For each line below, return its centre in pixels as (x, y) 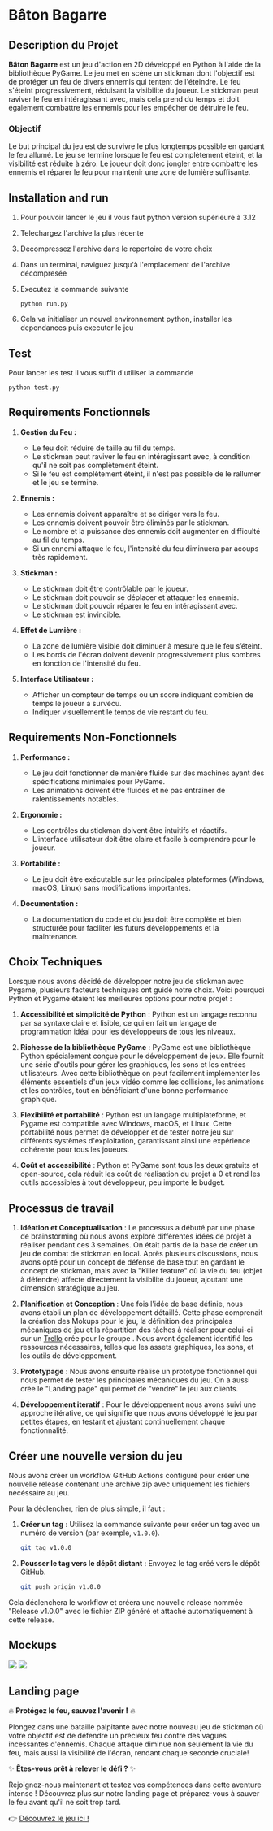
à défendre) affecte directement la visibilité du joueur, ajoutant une (132, 1280)
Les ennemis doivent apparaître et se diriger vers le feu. (126, 514)
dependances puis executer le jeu (77, 328)
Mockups (33, 1645)
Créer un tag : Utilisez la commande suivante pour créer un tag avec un (140, 1524)
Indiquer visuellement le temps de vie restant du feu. (120, 712)
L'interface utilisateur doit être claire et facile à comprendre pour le (144, 839)
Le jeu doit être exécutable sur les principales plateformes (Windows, (148, 879)
